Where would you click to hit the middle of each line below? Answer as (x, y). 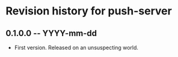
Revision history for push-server (89, 11)
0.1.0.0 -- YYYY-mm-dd (51, 33)
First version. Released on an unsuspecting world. (76, 47)
